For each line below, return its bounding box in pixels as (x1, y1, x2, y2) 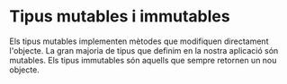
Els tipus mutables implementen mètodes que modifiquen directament (9, 36, 269, 46)
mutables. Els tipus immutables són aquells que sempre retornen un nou (9, 55, 277, 65)
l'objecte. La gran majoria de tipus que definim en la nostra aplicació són (9, 45, 279, 55)
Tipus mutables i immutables (9, 6, 231, 27)
